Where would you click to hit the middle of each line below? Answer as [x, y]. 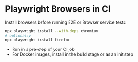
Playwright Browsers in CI [58, 9]
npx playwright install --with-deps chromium [51, 31]
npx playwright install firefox [37, 40]
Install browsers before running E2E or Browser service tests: [66, 22]
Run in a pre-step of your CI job [43, 49]
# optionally [18, 35]
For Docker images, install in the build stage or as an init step [73, 54]
